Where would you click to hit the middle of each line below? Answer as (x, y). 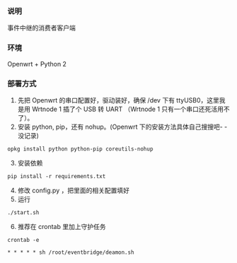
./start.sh (23, 212)
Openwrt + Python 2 (37, 64)
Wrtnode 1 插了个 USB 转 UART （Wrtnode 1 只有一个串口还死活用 (128, 109)
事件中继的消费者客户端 (41, 28)
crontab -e (23, 240)
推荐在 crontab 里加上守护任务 (62, 226)
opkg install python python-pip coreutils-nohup (80, 149)
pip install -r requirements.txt (57, 176)
